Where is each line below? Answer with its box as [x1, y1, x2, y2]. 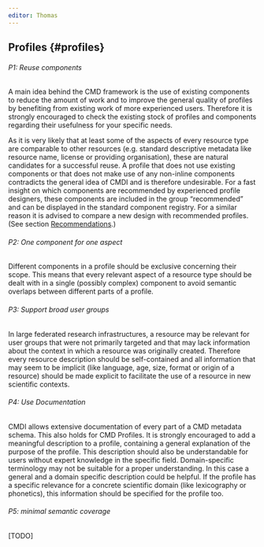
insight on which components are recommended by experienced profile [8, 186, 241, 195]
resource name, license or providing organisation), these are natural [8, 153, 229, 162]
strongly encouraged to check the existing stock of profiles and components [8, 112, 257, 122]
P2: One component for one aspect [8, 237, 123, 246]
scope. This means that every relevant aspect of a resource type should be [8, 270, 252, 279]
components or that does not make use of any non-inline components [8, 169, 235, 179]
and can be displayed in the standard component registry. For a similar [8, 202, 238, 213]
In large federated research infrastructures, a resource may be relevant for [8, 329, 250, 338]
